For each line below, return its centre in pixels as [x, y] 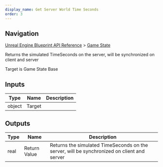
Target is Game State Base [32, 69]
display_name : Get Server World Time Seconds [52, 9]
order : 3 [14, 14]
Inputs [15, 84]
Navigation [22, 34]
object [15, 106]
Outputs [18, 123]
